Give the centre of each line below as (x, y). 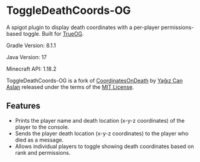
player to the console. (42, 127)
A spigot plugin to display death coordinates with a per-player (83, 27)
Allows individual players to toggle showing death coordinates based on (105, 146)
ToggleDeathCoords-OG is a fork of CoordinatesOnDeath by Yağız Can (95, 80)
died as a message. (39, 140)
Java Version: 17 (27, 57)
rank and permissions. (43, 152)
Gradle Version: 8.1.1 (31, 45)
